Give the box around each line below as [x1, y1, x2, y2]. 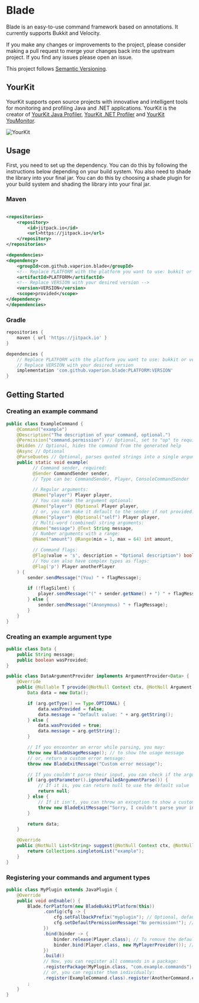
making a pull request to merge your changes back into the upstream [6, 47, 175, 54]
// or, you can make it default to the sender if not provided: [32, 509, 195, 515]
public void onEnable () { [17, 897, 81, 904]
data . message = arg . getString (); [37, 728, 120, 734]
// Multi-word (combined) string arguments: [32, 520, 145, 526]
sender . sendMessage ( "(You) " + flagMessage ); [27, 574, 142, 580]
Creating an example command [6, 407, 98, 415]
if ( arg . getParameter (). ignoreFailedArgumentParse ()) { [27, 777, 168, 783]
